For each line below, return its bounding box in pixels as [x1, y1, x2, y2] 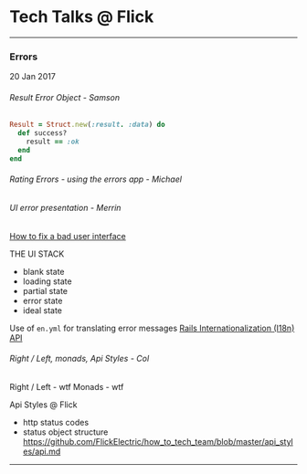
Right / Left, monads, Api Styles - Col [9, 353, 150, 364]
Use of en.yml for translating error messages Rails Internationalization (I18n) [9, 322, 295, 333]
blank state [22, 266, 66, 277]
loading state [22, 276, 72, 287]
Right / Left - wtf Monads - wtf [9, 381, 124, 392]
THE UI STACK [9, 248, 65, 259]
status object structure [22, 427, 109, 437]
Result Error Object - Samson [9, 91, 121, 102]
